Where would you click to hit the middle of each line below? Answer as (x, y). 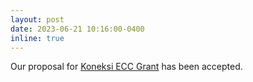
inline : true (37, 38)
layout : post (37, 19)
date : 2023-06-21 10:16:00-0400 (77, 29)
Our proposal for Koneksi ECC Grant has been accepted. (126, 67)
